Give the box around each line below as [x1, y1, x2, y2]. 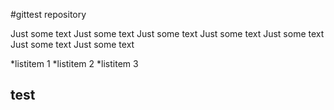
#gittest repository [10, 9, 87, 20]
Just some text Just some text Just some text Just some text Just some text [10, 28, 325, 39]
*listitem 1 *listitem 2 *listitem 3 [10, 58, 139, 69]
